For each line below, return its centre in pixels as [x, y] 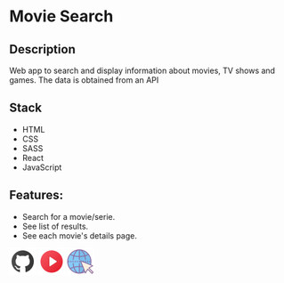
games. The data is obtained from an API [84, 80]
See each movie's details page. [80, 235]
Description [42, 49]
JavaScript [42, 167]
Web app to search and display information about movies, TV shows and [142, 70]
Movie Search [61, 16]
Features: [37, 195]
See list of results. [55, 226]
